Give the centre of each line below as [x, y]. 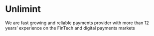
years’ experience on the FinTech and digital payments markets [70, 28]
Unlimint [23, 9]
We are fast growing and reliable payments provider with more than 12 [77, 23]
